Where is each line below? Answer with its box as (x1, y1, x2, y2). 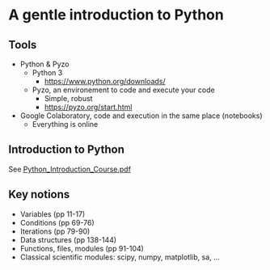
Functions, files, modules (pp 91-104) (19, 243, 144, 253)
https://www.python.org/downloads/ (44, 77, 166, 86)
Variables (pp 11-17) (19, 209, 86, 219)
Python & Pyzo (19, 59, 70, 69)
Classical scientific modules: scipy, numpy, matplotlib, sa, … (19, 252, 220, 262)
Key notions (8, 188, 70, 201)
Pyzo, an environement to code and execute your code (32, 85, 216, 95)
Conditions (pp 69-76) (19, 217, 95, 227)
